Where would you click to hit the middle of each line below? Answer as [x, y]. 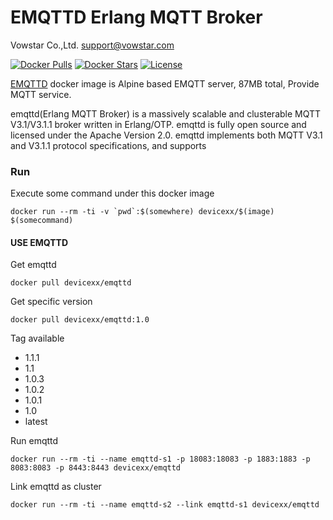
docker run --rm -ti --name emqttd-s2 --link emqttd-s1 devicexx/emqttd [165, 505]
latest [36, 422]
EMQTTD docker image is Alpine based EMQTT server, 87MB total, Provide [165, 83]
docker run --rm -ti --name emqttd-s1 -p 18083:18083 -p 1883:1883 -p [160, 459]
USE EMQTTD [39, 242]
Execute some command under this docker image [112, 193]
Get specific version [51, 302]
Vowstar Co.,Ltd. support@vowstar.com [92, 45]
